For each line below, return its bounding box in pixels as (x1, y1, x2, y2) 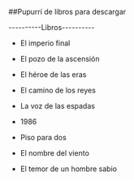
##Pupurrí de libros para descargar (8, 7, 127, 16)
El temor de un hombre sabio (19, 164, 118, 174)
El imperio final (19, 38, 71, 48)
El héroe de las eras (19, 70, 87, 79)
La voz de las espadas (19, 101, 96, 110)
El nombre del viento (19, 148, 89, 157)
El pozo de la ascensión (19, 54, 100, 63)
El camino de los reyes (19, 85, 96, 95)
